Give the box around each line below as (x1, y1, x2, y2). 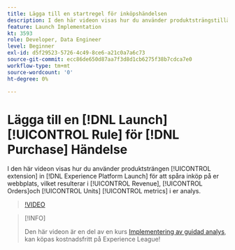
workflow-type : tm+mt (7, 62, 71, 69)
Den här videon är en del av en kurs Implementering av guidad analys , (24, 228, 227, 236)
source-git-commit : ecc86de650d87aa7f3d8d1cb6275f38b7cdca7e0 (7, 56, 192, 63)
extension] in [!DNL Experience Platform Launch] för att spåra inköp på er (7, 172, 219, 181)
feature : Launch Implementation (7, 23, 101, 30)
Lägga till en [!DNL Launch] (7, 111, 168, 127)
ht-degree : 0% (7, 75, 49, 83)
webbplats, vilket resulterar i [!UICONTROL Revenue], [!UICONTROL (7, 179, 203, 188)
